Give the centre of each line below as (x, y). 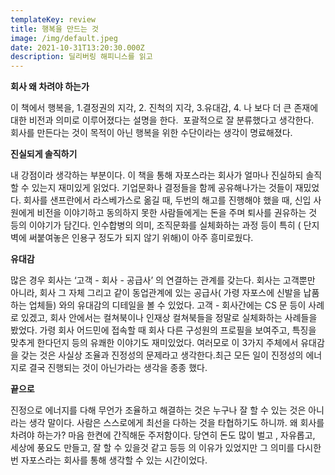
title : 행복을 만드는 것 (55, 29)
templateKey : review (53, 19)
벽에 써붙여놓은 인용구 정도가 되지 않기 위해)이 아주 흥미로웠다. (132, 238)
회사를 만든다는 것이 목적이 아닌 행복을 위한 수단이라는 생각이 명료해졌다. (151, 133)
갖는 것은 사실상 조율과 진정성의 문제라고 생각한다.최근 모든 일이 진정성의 (162, 355)
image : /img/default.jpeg (64, 38)
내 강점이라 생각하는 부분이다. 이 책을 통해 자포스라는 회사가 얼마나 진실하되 (157, 175)
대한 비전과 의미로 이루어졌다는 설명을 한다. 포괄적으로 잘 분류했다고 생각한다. (162, 120)
